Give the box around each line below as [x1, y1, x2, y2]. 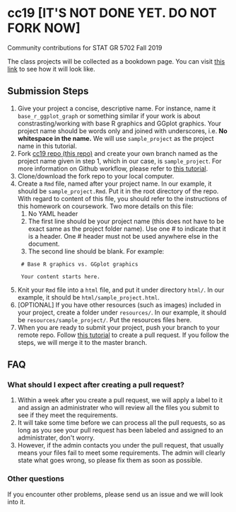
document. [28, 239, 60, 248]
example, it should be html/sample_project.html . [17, 292, 160, 302]
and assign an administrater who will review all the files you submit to [17, 404, 220, 412]
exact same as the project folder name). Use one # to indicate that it [28, 224, 226, 233]
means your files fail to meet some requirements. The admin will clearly [17, 448, 226, 457]
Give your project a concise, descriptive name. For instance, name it [17, 104, 216, 113]
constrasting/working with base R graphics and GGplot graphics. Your [17, 119, 221, 127]
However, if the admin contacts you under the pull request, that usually [17, 441, 224, 450]
